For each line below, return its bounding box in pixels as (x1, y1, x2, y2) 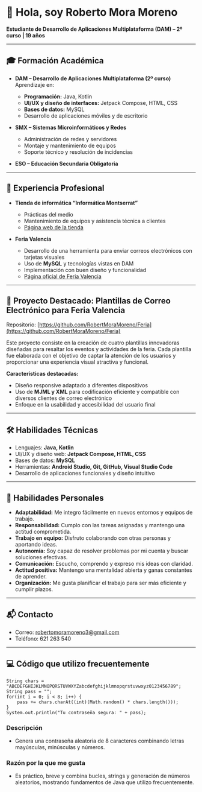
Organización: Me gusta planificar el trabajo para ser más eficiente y (14, 579, 186, 586)
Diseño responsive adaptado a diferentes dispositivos (14, 382, 148, 389)
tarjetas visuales (23, 253, 65, 261)
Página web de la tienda (23, 223, 84, 231)
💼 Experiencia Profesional (6, 183, 105, 194)
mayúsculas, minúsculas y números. (14, 743, 105, 750)
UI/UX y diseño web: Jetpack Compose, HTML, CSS (14, 451, 146, 458)
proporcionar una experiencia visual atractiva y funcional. (6, 358, 149, 366)
